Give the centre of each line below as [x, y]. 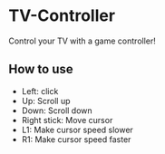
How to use [41, 69]
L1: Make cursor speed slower [77, 130]
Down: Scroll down [57, 111]
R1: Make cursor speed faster [76, 139]
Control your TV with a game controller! [82, 41]
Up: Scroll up [46, 101]
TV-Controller [62, 16]
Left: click [40, 91]
